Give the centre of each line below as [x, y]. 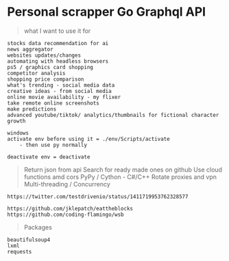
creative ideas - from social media [59, 91]
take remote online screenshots [53, 103]
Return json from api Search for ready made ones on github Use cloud [123, 169]
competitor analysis [37, 73]
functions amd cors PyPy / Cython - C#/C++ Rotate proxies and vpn [120, 177]
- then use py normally [53, 145]
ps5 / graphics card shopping [50, 67]
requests [20, 251]
